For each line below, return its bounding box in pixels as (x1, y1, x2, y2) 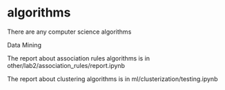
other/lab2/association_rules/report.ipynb (7, 61, 126, 69)
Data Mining (7, 41, 41, 49)
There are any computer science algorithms (7, 27, 132, 36)
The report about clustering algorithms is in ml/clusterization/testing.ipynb (7, 74, 218, 83)
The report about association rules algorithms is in (7, 54, 150, 63)
